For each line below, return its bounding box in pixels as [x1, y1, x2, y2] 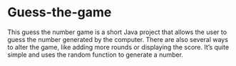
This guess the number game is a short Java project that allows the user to [7, 28, 227, 36]
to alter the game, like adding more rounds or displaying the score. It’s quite [7, 43, 230, 51]
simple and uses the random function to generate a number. [7, 50, 184, 59]
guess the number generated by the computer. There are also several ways [7, 35, 228, 43]
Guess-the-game [7, 4, 112, 21]
